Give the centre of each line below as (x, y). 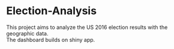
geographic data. (28, 33)
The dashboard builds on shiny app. (51, 40)
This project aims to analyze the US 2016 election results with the (87, 27)
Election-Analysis (52, 11)
